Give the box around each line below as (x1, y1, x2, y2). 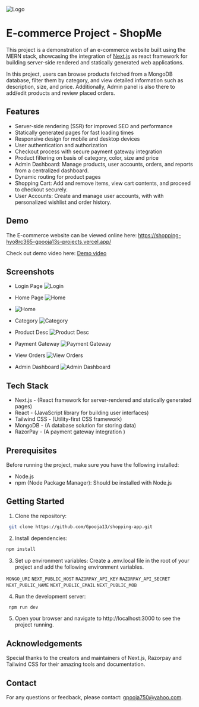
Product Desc (14, 328, 49, 336)
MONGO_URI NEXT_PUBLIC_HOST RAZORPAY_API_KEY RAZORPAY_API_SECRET (6, 576, 170, 582)
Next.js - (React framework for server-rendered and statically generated (14, 396, 192, 404)
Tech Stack (6, 380, 49, 390)
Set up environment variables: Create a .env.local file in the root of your (14, 557, 189, 564)
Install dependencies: (14, 534, 68, 542)
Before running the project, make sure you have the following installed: (6, 461, 179, 468)
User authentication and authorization (14, 141, 108, 148)
